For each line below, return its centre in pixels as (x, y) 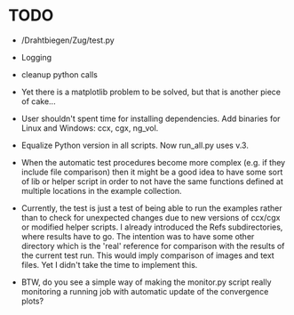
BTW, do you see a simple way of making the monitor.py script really (146, 282)
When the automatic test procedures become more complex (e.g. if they (153, 162)
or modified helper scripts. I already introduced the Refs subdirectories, (152, 227)
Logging (36, 57)
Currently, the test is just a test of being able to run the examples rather (151, 208)
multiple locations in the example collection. (101, 190)
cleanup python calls (60, 74)
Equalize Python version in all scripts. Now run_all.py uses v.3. (135, 145)
